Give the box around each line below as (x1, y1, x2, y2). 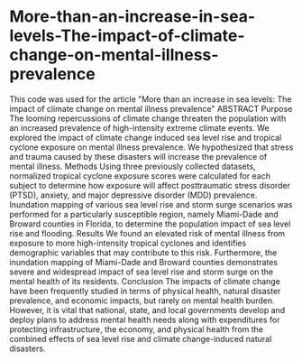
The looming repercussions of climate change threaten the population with (9, 113, 287, 124)
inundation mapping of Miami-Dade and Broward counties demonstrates (9, 256, 278, 267)
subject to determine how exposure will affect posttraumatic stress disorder (9, 180, 291, 190)
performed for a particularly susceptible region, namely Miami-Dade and (9, 208, 279, 219)
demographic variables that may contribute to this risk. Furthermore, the (9, 246, 278, 258)
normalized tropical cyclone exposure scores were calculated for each (9, 170, 270, 181)
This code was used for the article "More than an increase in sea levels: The (9, 93, 292, 105)
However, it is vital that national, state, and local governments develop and (9, 304, 286, 315)
